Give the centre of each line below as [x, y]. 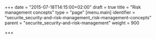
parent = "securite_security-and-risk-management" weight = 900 [72, 23]
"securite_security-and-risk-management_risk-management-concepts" [78, 18]
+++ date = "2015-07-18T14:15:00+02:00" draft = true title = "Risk [73, 7]
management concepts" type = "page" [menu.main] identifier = [70, 12]
